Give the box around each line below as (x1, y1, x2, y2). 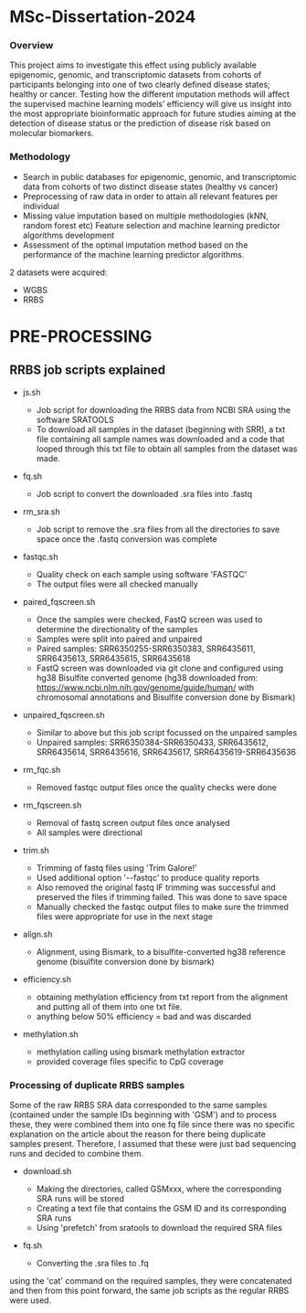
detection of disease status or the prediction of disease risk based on (9, 118, 271, 129)
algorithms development (22, 229, 115, 240)
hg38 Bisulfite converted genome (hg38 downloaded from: (36, 672, 259, 683)
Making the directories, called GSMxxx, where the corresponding (36, 1183, 282, 1194)
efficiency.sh (22, 973, 71, 984)
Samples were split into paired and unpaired (36, 633, 203, 644)
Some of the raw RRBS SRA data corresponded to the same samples (9, 1099, 268, 1111)
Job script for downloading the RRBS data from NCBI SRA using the (36, 404, 290, 415)
